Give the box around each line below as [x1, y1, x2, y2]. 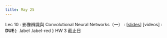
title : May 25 [5, 7, 35, 12]
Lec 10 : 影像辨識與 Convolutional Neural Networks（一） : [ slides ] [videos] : [5, 21, 162, 27]
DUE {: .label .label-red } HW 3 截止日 [5, 28, 81, 34]
